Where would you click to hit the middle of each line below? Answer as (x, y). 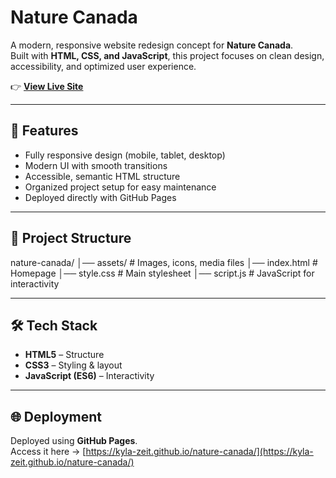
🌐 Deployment (56, 416)
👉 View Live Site (47, 86)
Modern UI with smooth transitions (96, 165)
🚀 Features (44, 131)
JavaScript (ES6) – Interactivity (89, 376)
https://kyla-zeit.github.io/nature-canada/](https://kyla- (199, 452)
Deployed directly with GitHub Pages (100, 197)
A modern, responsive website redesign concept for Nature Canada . (152, 45)
